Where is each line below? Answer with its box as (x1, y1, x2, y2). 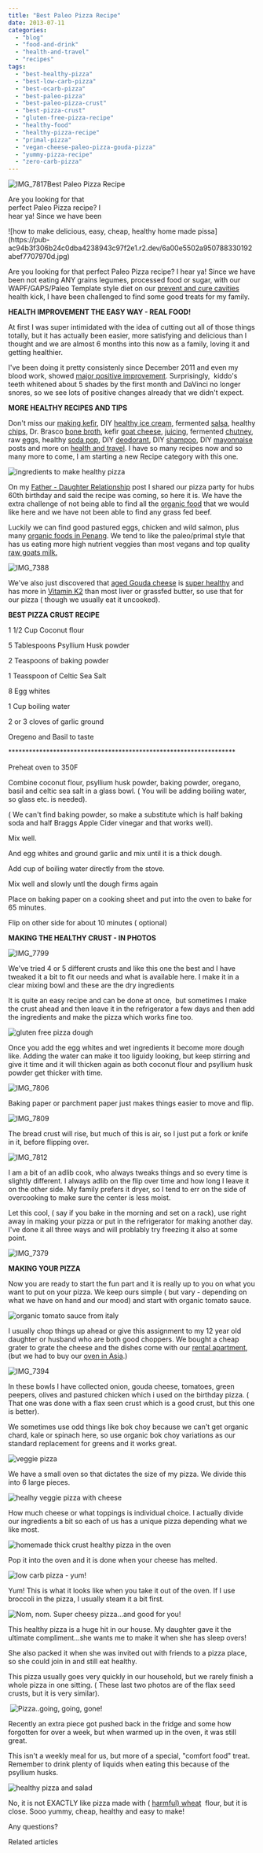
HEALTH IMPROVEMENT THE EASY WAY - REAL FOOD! (8, 308, 191, 317)
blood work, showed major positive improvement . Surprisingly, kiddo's (8, 371, 238, 381)
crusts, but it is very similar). (8, 1689, 100, 1698)
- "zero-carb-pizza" (15, 158, 82, 166)
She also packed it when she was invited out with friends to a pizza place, (8, 1648, 247, 1658)
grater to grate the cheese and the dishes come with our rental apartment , (8, 1343, 248, 1353)
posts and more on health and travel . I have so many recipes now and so (8, 444, 243, 453)
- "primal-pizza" (15, 135, 72, 144)
